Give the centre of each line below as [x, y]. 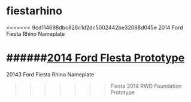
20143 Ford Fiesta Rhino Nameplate [50, 74]
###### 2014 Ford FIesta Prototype [95, 58]
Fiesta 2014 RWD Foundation [146, 86]
